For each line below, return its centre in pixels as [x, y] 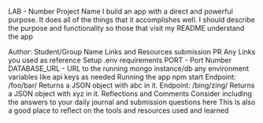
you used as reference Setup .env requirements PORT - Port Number [120, 60]
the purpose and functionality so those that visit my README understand [126, 28]
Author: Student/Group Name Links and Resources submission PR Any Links [132, 52]
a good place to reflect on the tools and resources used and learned [119, 110]
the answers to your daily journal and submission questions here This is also [132, 102]
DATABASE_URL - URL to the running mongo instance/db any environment [129, 69]
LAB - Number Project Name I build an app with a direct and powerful [121, 11]
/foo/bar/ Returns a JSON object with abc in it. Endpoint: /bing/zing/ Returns [131, 85]
